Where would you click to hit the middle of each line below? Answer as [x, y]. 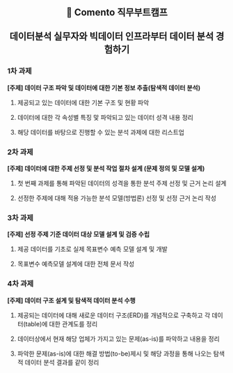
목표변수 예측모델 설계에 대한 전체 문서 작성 [76, 264]
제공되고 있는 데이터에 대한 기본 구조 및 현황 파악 [83, 102]
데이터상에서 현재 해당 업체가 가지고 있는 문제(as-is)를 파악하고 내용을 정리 [119, 338]
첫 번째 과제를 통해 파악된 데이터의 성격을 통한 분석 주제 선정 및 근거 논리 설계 [122, 183]
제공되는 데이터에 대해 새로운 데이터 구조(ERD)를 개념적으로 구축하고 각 [114, 315]
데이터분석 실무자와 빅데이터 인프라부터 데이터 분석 [112, 37]
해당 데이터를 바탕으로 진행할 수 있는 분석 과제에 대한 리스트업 [101, 132]
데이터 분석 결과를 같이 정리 [62, 362]
